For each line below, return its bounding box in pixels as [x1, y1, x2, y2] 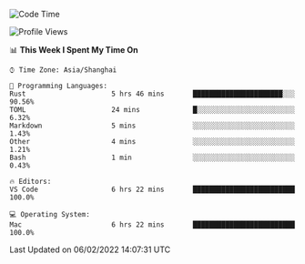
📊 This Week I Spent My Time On [9, 45, 138, 55]
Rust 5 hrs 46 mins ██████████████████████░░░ [9, 89, 296, 98]
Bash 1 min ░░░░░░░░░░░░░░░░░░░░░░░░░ [9, 153, 296, 162]
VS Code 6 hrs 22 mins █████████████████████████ [9, 185, 296, 194]
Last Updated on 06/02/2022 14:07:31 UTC [9, 244, 171, 255]
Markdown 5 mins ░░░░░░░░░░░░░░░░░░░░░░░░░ [9, 121, 296, 130]
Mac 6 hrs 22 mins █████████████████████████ [9, 220, 296, 229]
